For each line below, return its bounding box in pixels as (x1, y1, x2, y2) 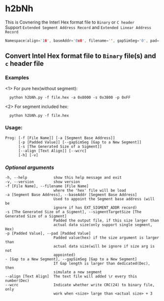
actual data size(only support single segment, (53, 222, 153, 227)
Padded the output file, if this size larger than (53, 218, 160, 223)
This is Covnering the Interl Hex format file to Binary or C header (5, 19, 135, 25)
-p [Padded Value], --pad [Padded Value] (5, 231, 91, 236)
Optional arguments (5, 164, 55, 171)
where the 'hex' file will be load (53, 188, 126, 193)
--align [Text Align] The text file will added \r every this (5, 274, 137, 279)
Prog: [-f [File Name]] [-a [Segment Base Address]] (5, 136, 115, 140)
